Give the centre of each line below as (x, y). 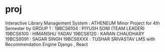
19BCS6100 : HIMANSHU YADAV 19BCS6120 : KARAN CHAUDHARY (75, 33)
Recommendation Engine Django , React (47, 44)
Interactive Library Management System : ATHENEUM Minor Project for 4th (82, 23)
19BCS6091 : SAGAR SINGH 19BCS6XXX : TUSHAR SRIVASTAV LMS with (80, 39)
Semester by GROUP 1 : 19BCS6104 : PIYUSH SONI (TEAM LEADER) (75, 28)
